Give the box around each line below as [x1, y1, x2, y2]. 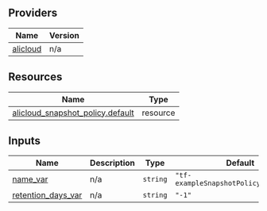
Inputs [8, 134, 41, 148]
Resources [8, 71, 63, 84]
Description [90, 158, 135, 169]
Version [48, 29, 79, 40]
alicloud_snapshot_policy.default [12, 107, 134, 118]
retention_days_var [12, 190, 83, 201]
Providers [8, 6, 58, 20]
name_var [12, 174, 48, 185]
